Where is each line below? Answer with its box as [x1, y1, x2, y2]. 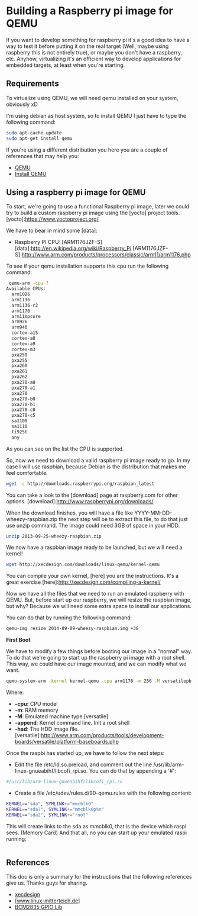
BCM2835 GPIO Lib [14, 904, 63, 911]
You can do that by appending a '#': [89, 767, 176, 774]
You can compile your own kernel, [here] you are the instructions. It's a [6, 573, 179, 580]
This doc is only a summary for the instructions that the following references [6, 873, 192, 880]
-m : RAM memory [14, 706, 59, 714]
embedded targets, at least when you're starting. [6, 61, 125, 69]
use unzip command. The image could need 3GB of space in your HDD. [6, 522, 180, 529]
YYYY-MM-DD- [134, 509, 173, 516]
